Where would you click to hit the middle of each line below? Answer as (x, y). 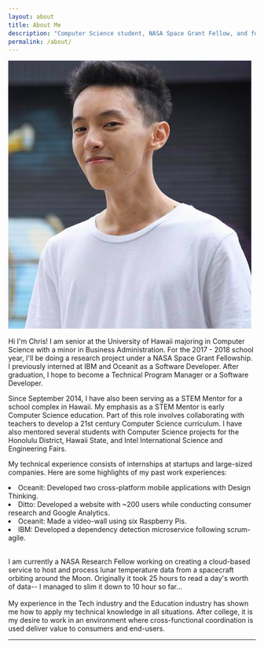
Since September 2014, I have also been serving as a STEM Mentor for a (125, 399)
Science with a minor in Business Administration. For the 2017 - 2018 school (131, 350)
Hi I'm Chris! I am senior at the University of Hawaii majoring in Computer (126, 341)
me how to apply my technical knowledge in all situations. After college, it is (130, 612)
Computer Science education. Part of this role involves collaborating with (126, 415)
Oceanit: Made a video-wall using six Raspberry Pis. (103, 521)
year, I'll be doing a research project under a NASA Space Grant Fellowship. (130, 358)
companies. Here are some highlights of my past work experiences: (117, 472)
